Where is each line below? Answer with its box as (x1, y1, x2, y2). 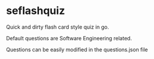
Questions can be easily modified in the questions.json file (6, 46, 148, 53)
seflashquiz (6, 4, 65, 18)
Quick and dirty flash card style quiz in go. (6, 23, 109, 30)
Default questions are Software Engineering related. (6, 34, 132, 41)
